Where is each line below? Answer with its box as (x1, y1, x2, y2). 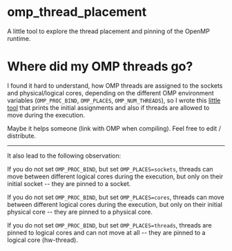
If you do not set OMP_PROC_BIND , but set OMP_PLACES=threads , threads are (7, 221, 212, 229)
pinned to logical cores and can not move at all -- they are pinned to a (7, 228, 206, 236)
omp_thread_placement (7, 4, 147, 20)
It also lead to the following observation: (7, 151, 122, 160)
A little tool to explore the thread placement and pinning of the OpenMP (7, 27, 211, 35)
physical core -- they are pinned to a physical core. (7, 207, 153, 216)
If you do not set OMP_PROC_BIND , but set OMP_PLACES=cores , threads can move (7, 193, 224, 201)
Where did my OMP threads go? (7, 59, 193, 75)
